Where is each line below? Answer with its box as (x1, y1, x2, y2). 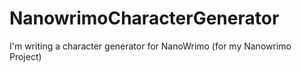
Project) (9, 50, 42, 62)
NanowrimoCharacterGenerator (9, 7, 280, 30)
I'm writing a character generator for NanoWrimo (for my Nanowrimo (9, 40, 292, 52)
